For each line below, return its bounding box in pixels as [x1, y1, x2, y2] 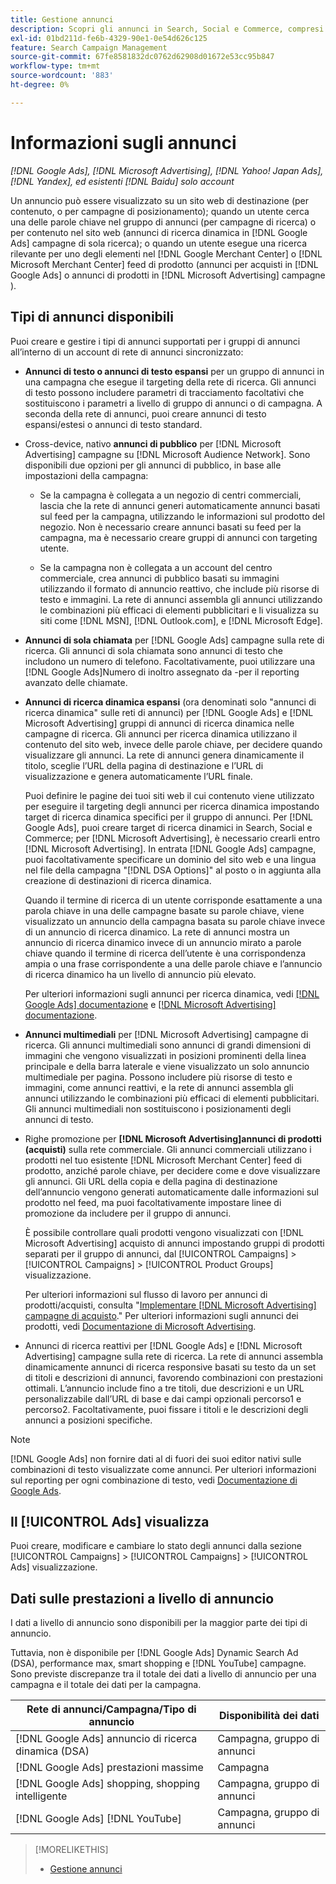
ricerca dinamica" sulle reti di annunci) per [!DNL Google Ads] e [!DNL [24, 706, 314, 718]
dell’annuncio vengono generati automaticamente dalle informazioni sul [24, 1186, 319, 1198]
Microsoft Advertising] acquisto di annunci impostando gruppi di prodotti [24, 1237, 325, 1249]
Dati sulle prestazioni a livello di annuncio [10, 1590, 275, 1607]
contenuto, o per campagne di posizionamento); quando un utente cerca [10, 205, 310, 217]
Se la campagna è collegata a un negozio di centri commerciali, [39, 489, 302, 501]
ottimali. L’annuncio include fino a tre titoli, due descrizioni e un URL [24, 1382, 305, 1394]
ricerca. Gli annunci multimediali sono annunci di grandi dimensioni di [24, 1039, 312, 1051]
